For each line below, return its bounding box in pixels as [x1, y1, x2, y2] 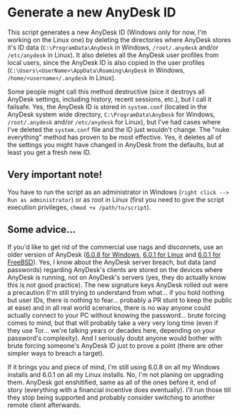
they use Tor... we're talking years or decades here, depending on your [7, 326, 216, 334]
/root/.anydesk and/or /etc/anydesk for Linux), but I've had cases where [7, 117, 221, 126]
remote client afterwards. [7, 401, 82, 409]
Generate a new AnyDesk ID [7, 4, 176, 21]
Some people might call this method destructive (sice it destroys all [7, 87, 205, 96]
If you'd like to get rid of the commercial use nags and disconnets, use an [7, 242, 223, 251]
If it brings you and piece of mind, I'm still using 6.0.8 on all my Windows [7, 362, 220, 371]
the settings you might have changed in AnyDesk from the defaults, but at [7, 140, 225, 149]
